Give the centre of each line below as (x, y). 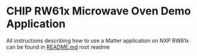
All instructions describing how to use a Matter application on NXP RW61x (98, 40)
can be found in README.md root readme (58, 47)
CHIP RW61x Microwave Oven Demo (98, 11)
